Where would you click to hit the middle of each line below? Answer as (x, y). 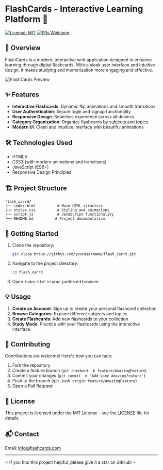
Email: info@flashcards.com (33, 448)
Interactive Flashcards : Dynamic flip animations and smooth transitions (84, 106)
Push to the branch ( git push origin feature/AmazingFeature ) (74, 381)
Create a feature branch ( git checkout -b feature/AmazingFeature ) (79, 371)
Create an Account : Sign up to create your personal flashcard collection (84, 308)
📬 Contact (22, 434)
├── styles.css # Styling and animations (57, 210)
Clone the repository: (33, 245)
